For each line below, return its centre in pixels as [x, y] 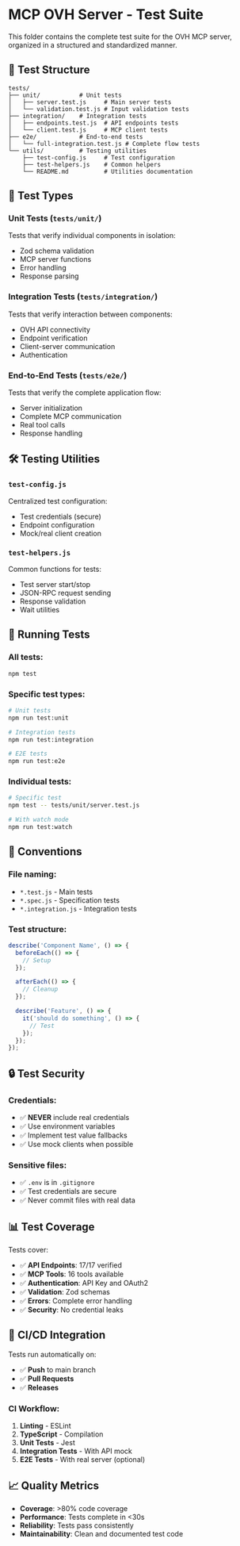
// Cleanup [40, 989]
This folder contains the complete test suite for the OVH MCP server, [120, 36]
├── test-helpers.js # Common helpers [91, 164]
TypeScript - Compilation [61, 1434]
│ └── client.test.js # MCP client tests [88, 130]
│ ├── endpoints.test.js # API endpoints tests [93, 123]
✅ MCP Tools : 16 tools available [72, 1274]
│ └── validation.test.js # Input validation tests [99, 109]
